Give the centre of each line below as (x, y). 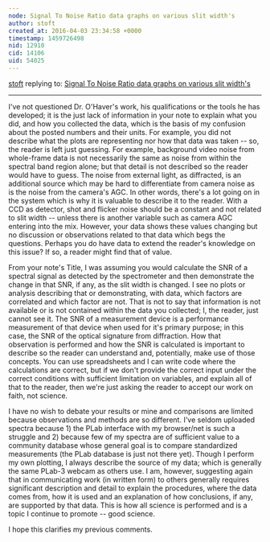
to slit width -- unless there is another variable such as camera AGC (121, 217)
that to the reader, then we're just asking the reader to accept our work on (131, 387)
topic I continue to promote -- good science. (82, 513)
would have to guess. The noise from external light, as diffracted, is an (125, 175)
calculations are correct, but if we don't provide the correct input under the (133, 370)
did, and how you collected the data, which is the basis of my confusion (127, 123)
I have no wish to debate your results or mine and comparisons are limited (131, 411)
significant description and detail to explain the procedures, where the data (133, 488)
